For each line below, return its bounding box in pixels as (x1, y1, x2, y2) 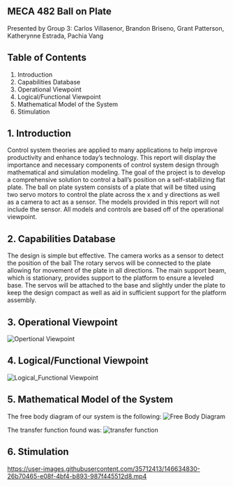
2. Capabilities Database (7, 233, 116, 245)
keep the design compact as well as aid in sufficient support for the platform (7, 289, 227, 297)
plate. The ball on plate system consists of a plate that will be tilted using (7, 183, 216, 191)
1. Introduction (7, 128, 71, 140)
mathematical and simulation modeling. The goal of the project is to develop (7, 168, 225, 177)
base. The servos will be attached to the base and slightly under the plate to (7, 281, 225, 290)
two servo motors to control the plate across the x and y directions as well (7, 190, 220, 199)
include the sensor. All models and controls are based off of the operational (7, 205, 224, 213)
